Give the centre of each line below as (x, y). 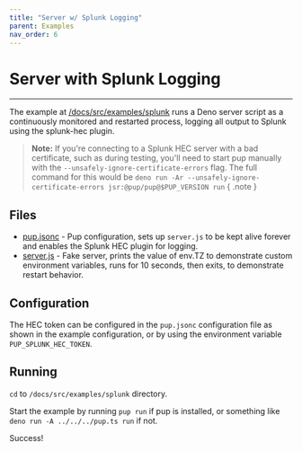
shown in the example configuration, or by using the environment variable (146, 334)
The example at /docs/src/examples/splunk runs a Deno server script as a (147, 112)
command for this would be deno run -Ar (107, 177)
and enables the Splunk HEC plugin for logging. (110, 246)
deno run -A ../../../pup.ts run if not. (84, 420)
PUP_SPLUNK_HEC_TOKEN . (51, 343)
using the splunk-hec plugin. (62, 131)
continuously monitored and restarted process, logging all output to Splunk (148, 121)
